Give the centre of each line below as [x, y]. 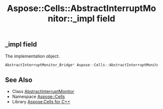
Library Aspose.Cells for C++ [41, 102]
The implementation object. [33, 56]
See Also [19, 80]
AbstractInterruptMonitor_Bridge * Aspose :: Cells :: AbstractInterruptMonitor [83, 65]
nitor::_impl [71, 19]
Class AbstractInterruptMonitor [43, 92]
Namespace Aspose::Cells [38, 96]
